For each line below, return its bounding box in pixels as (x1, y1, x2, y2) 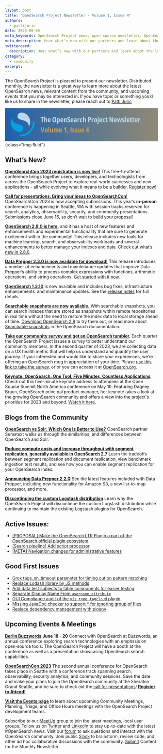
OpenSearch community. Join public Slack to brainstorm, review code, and (5, 733, 155, 739)
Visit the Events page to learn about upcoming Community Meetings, (5, 698, 145, 704)
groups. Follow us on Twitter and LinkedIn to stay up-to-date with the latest (5, 723, 155, 729)
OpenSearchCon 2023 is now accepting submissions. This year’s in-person (5, 199, 157, 205)
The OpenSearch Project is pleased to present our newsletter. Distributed (5, 78, 152, 84)
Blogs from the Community (5, 413, 88, 421)
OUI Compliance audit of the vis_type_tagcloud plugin (12, 595, 121, 601)
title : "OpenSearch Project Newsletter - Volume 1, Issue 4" (5, 13, 131, 18)
